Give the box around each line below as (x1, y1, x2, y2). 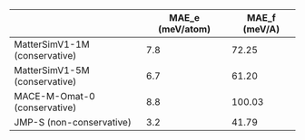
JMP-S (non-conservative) (14, 117, 132, 128)
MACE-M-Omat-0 (14, 90, 95, 102)
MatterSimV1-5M (14, 64, 91, 76)
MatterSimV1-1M (14, 38, 91, 51)
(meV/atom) (157, 23, 212, 35)
